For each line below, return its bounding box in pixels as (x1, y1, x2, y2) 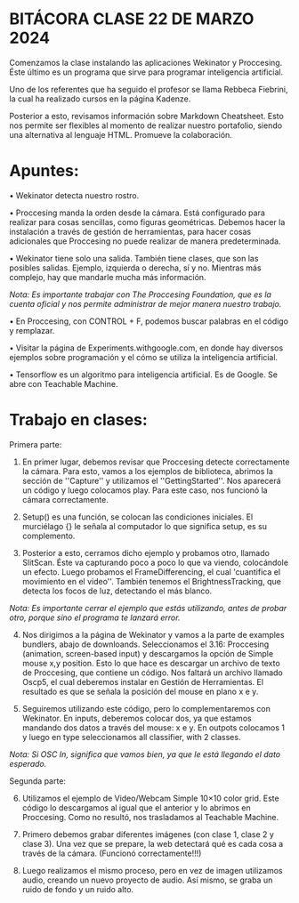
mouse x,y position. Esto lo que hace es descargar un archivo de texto (21, 657, 280, 668)
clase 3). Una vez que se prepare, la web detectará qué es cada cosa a (21, 838, 284, 849)
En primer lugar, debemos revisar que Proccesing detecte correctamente (21, 456, 290, 467)
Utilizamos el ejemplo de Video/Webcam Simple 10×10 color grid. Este (21, 793, 279, 803)
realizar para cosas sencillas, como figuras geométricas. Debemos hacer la (9, 216, 286, 227)
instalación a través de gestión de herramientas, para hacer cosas (9, 226, 252, 237)
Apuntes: (9, 161, 80, 181)
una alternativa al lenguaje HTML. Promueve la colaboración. (9, 129, 233, 140)
